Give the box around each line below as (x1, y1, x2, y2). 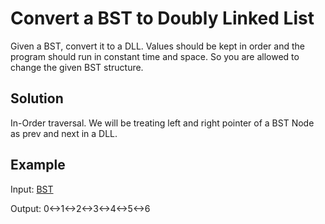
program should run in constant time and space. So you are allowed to (10, 50, 300, 62)
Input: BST (10, 183, 54, 195)
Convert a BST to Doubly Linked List (10, 7, 315, 30)
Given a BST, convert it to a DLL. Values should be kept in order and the (10, 40, 305, 52)
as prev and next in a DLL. (10, 127, 118, 139)
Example (10, 157, 66, 174)
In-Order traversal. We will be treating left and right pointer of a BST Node (10, 117, 315, 129)
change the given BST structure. (10, 61, 144, 73)
